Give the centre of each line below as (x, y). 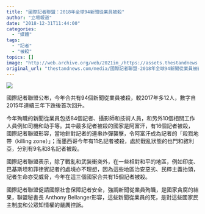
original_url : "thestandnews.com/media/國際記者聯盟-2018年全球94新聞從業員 (100, 68)
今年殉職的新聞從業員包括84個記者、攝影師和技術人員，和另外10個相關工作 (101, 119)
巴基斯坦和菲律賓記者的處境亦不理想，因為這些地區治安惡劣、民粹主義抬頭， (103, 169)
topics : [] (20, 57)
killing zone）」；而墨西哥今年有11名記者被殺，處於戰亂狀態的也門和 (100, 141)
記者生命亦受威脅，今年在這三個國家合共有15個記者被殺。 (78, 177)
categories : (21, 29)
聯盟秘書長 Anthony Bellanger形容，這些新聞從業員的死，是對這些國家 (105, 198)
